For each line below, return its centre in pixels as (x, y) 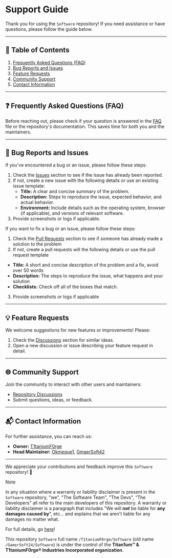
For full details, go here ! (30, 529)
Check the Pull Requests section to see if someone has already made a (88, 239)
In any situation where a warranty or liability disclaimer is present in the (80, 492)
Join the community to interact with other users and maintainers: (73, 384)
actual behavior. (37, 202)
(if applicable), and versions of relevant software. (72, 213)
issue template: (29, 186)
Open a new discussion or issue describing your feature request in (83, 346)
